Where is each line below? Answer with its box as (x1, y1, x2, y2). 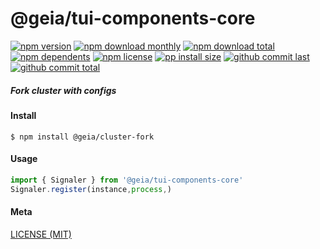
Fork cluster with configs (10, 84, 117, 96)
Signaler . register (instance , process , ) (10, 184, 172, 194)
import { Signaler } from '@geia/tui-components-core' (10, 175, 244, 185)
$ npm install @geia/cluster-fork (10, 132, 155, 142)
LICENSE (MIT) (10, 228, 72, 240)
